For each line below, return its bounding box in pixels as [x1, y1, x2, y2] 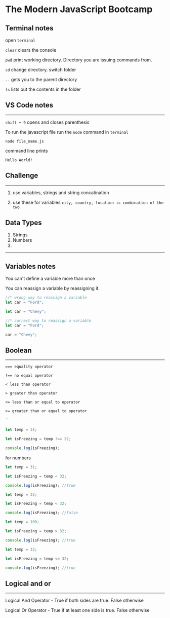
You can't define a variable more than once [5, 275, 95, 282]
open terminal [5, 37, 35, 43]
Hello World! [5, 157, 33, 163]
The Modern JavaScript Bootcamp [5, 4, 153, 15]
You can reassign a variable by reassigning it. [5, 285, 100, 292]
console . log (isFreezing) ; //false [5, 511, 78, 516]
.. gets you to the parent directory [5, 77, 77, 82]
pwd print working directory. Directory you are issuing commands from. [5, 57, 152, 63]
